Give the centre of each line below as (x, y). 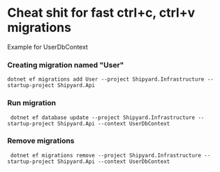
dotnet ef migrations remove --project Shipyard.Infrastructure (105, 155)
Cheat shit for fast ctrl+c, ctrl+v (101, 13)
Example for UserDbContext (48, 47)
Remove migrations (41, 141)
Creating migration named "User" (66, 65)
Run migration (32, 103)
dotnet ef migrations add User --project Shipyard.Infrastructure (106, 79)
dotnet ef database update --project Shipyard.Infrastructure (103, 117)
